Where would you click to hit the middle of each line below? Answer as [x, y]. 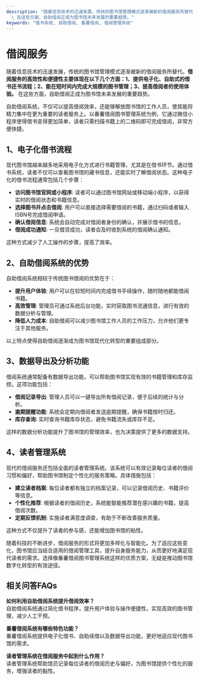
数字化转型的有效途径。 [35, 565]
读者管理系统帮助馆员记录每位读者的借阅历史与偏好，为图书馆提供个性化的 [97, 663]
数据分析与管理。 [36, 313]
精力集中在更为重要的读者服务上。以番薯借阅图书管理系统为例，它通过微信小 [99, 114]
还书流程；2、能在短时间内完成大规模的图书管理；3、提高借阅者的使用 [97, 86]
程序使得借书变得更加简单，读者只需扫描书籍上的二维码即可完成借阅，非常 [97, 121]
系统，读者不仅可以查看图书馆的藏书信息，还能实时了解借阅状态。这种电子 [102, 173]
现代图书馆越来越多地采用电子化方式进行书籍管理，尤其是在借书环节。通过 [97, 165]
